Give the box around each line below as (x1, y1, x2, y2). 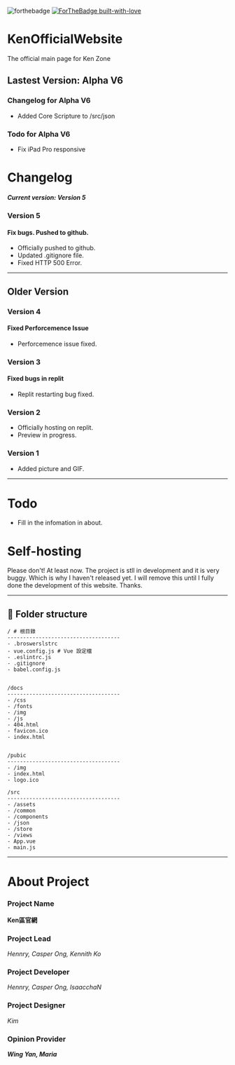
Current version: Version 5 (7, 193, 86, 201)
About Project (7, 874, 90, 890)
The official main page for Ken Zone (7, 54, 111, 62)
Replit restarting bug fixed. (17, 390, 94, 398)
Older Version (7, 285, 69, 297)
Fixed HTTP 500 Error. (17, 259, 83, 267)
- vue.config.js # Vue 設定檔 (7, 648, 92, 655)
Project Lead (7, 933, 51, 943)
